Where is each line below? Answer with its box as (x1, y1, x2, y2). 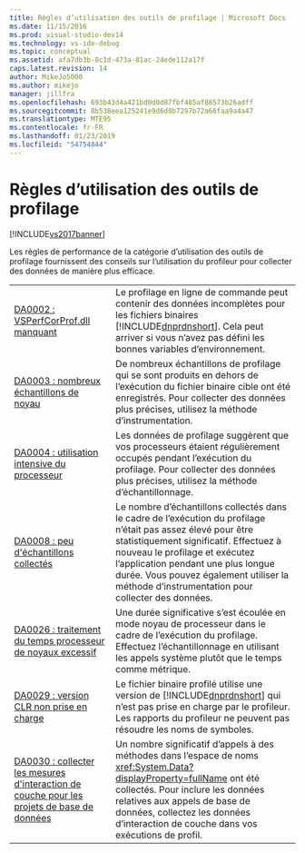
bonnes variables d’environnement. (114, 342, 266, 355)
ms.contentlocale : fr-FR (9, 124, 103, 133)
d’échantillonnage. (114, 485, 193, 498)
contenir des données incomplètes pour (114, 297, 286, 310)
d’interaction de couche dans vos (114, 817, 258, 829)
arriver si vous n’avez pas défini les (114, 331, 265, 343)
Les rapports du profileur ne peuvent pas (114, 711, 290, 724)
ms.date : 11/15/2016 (9, 22, 88, 31)
